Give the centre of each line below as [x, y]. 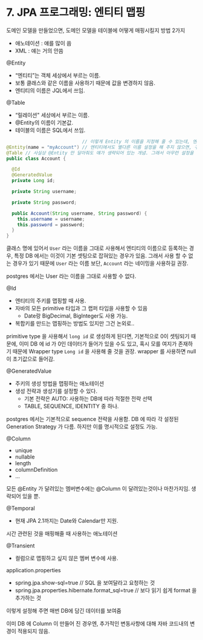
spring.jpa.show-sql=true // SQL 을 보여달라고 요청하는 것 [85, 583]
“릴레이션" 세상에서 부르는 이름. [52, 115]
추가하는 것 [28, 598]
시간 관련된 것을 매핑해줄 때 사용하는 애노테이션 [62, 534]
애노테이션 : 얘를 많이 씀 [43, 43]
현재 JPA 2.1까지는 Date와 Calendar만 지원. [67, 521]
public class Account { [36, 158]
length [23, 463]
